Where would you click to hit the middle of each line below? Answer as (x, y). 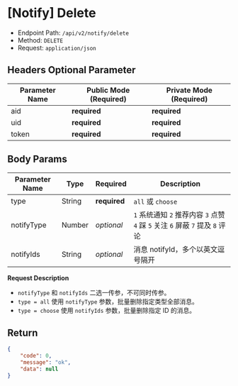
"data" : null (39, 369)
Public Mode (108, 90)
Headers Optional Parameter (72, 70)
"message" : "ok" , (46, 363)
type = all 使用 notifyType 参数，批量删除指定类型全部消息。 (108, 301)
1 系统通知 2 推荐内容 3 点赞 (179, 214)
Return (23, 332)
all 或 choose (155, 202)
